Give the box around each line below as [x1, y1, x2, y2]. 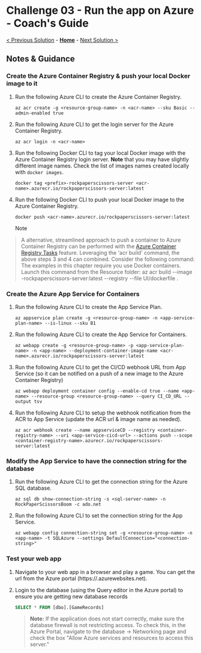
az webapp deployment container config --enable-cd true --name [14, 388, 179, 394]
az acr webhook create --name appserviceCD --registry [14, 427, 155, 433]
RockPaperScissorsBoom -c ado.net [14, 501, 101, 508]
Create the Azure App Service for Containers [6, 290, 140, 298]
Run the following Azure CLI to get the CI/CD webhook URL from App [14, 363, 186, 370]
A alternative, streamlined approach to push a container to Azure [20, 236, 181, 243]
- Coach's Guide [6, 16, 89, 30]
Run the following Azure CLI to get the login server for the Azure [14, 120, 174, 128]
